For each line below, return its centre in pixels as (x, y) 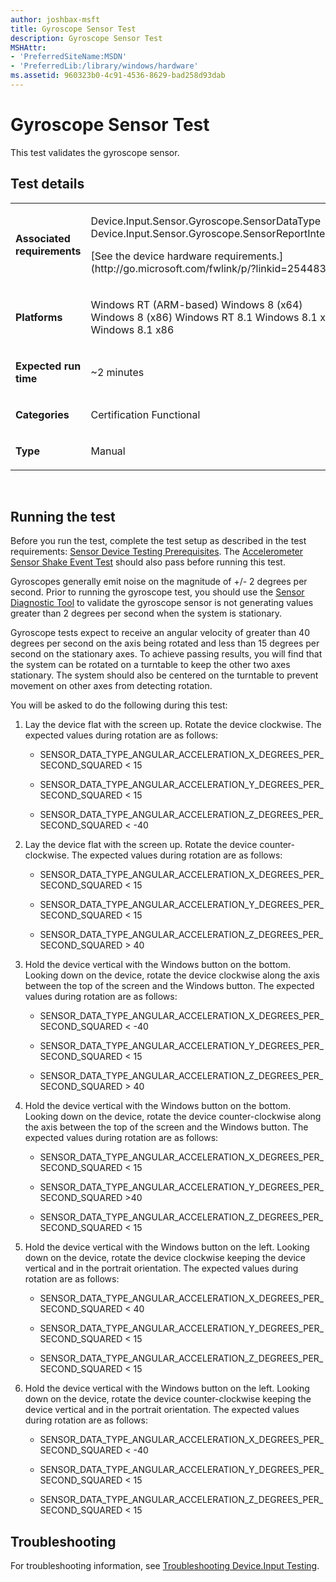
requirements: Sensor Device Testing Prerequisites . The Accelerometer (157, 552)
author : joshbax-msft (55, 19)
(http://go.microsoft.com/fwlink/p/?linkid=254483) (210, 268)
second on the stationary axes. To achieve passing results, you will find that (166, 654)
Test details (47, 184)
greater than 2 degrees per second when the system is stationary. (146, 613)
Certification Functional (145, 414)
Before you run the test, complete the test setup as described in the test (158, 541)
